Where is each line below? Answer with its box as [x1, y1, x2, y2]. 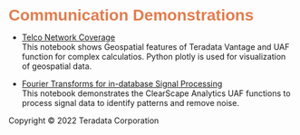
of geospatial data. [21, 61, 92, 72]
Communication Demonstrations [8, 6, 255, 24]
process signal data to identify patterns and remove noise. [21, 98, 239, 108]
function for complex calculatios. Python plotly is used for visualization [21, 52, 286, 62]
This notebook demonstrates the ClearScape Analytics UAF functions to [21, 88, 291, 99]
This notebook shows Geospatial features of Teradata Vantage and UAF [21, 42, 290, 52]
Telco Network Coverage [21, 32, 115, 43]
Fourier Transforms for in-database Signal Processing [21, 79, 223, 89]
